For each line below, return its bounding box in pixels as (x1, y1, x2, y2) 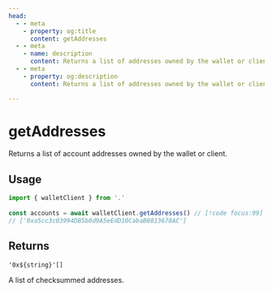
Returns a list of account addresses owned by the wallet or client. (8, 149, 227, 159)
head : (8, 11, 27, 20)
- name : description (23, 50, 93, 58)
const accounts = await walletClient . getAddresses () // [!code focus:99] (8, 209, 264, 217)
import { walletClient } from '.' (8, 194, 126, 202)
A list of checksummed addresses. (8, 275, 124, 284)
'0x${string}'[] (8, 261, 63, 269)
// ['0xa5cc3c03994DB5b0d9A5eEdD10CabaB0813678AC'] (8, 216, 187, 224)
